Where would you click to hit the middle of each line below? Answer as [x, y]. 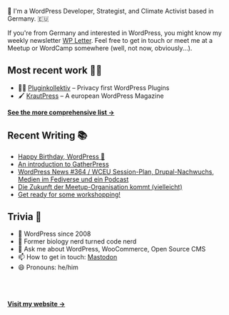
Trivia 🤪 [25, 217]
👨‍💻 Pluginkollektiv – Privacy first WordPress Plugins [93, 87]
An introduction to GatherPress [63, 164]
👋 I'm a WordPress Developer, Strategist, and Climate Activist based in [111, 11]
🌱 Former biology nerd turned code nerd [77, 241]
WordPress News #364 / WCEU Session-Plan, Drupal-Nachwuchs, [116, 171]
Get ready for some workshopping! [69, 194]
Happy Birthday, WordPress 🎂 [61, 156]
